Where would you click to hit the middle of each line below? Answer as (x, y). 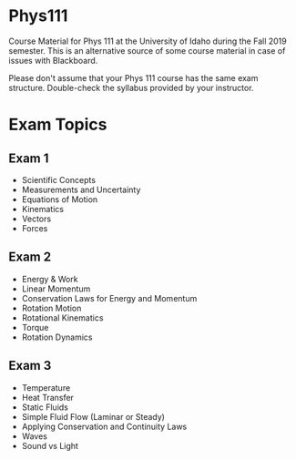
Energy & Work (50, 279)
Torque (35, 327)
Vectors (36, 219)
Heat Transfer (48, 397)
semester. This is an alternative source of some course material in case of (147, 50)
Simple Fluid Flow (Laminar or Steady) (93, 416)
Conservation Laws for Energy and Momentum (109, 298)
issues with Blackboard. (53, 60)
